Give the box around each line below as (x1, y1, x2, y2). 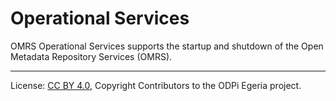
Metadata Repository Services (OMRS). (10, 50, 173, 62)
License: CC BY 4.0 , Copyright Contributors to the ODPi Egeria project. (10, 79, 302, 91)
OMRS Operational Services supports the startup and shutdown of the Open (10, 40, 324, 52)
